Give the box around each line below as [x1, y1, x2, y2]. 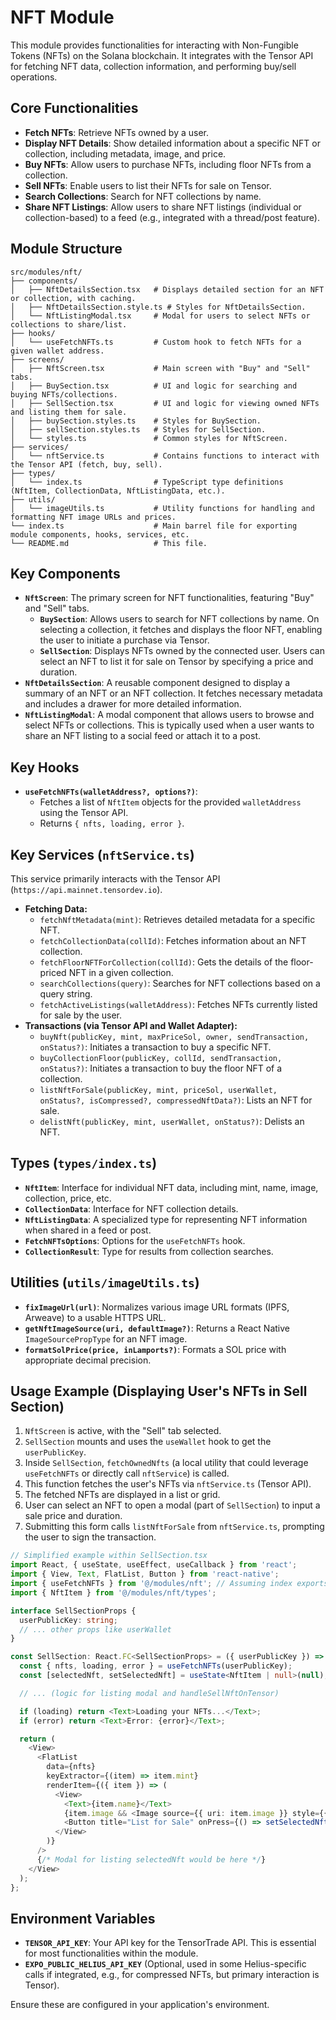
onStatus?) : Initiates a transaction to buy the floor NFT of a [39, 1062, 283, 1074]
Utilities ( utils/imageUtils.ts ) [10, 1274, 200, 1291]
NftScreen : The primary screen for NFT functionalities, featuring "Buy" [24, 592, 315, 604]
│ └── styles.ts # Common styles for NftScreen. [10, 433, 288, 443]
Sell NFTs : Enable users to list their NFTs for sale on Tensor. [24, 179, 272, 191]
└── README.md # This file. [10, 538, 208, 548]
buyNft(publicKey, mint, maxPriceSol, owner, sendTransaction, [39, 1032, 310, 1042]
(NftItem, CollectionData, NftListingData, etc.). [10, 486, 226, 496]
